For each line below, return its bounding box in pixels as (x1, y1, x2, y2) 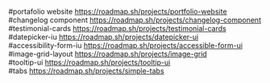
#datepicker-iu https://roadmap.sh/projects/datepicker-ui (8, 32, 199, 41)
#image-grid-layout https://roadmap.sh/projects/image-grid (8, 49, 207, 58)
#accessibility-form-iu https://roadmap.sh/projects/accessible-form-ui (8, 41, 243, 50)
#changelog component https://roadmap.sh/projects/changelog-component (8, 15, 262, 25)
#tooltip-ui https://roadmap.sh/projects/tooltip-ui (8, 57, 171, 67)
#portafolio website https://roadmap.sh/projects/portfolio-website (8, 7, 227, 16)
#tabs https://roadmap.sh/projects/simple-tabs (8, 66, 164, 75)
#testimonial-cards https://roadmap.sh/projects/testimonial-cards (8, 24, 227, 33)
